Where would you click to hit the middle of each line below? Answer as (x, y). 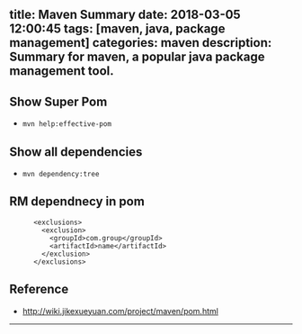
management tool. (62, 71)
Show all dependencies (76, 152)
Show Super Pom (58, 101)
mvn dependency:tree (61, 175)
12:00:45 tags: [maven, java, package (117, 29)
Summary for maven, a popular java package (137, 57)
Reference (39, 289)
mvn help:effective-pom (67, 124)
